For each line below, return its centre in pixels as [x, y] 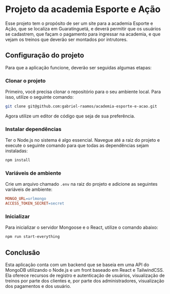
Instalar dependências [33, 129]
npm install [18, 160]
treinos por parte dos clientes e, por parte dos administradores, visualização [85, 281]
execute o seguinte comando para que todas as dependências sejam [77, 146]
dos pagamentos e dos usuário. [38, 286]
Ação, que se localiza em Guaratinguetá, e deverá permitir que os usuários [83, 28]
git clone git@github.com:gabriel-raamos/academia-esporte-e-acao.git [81, 107]
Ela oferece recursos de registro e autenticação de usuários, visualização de [85, 276]
